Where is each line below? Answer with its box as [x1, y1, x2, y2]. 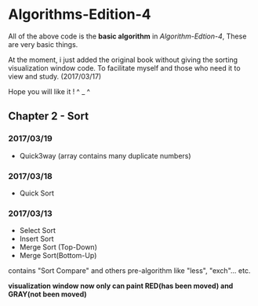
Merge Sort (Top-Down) [19, 242, 98, 252]
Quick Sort [19, 188, 55, 198]
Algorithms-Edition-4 [8, 5, 151, 24]
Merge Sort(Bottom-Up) [19, 251, 97, 260]
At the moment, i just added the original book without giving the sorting [8, 55, 238, 64]
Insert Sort [19, 234, 54, 244]
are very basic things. [8, 39, 78, 49]
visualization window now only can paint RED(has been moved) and [8, 281, 234, 291]
